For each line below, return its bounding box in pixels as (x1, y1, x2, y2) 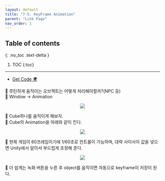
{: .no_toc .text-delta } (5, 52, 50, 58)
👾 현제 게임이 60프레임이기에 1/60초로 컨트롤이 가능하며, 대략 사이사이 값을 (5, 139, 149, 145)
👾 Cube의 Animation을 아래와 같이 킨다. (5, 119, 82, 125)
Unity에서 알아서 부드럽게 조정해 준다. (10, 145, 82, 151)
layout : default (5, 7, 38, 12)
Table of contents (5, 39, 60, 47)
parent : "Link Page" (5, 16, 48, 21)
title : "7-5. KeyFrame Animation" (5, 12, 76, 17)
